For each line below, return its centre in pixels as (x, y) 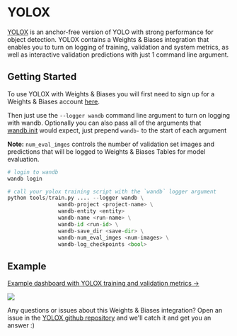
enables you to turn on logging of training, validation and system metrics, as (118, 47)
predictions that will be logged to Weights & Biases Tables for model (106, 151)
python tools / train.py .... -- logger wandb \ (75, 198)
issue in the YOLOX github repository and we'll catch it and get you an (109, 318)
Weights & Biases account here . (54, 101)
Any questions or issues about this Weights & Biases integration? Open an (115, 310)
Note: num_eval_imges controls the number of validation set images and (111, 144)
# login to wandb (33, 172)
